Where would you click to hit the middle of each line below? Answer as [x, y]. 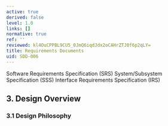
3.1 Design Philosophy [39, 116]
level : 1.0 [20, 23]
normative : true [26, 34]
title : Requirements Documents [45, 51]
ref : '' [16, 40]
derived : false [25, 17]
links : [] [19, 28]
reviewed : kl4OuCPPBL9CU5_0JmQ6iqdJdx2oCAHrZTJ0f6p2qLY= [79, 46]
